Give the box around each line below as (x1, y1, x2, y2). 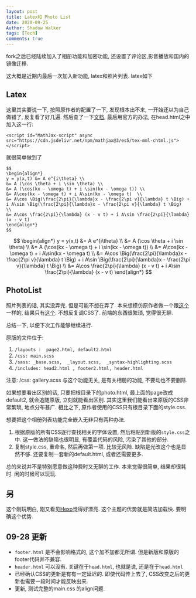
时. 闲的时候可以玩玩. (6, 470, 57, 477)
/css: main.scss (14, 353, 54, 359)
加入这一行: (6, 121, 34, 128)
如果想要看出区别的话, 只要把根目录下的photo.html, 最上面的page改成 (6, 389, 173, 396)
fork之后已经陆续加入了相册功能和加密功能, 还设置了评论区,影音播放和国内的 (6, 53, 190, 59)
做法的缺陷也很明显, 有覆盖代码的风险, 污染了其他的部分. (33, 436, 169, 443)
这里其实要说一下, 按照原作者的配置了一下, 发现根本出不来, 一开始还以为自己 (6, 106, 189, 113)
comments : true (6, 36, 43, 42)
